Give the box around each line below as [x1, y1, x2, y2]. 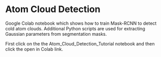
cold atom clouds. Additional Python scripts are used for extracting [5, 25, 146, 31]
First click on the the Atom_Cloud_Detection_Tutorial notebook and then [5, 40, 155, 46]
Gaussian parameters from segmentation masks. [5, 31, 107, 37]
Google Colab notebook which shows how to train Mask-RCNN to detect [5, 20, 157, 26]
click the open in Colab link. [5, 46, 63, 52]
